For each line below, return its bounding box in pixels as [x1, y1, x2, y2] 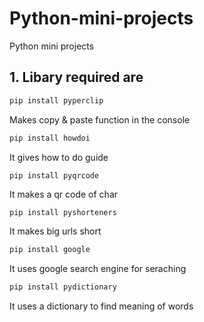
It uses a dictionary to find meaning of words [9, 300, 194, 312]
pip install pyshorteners [9, 207, 117, 217]
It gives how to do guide [9, 151, 109, 163]
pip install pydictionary [9, 282, 117, 292]
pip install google [9, 245, 91, 255]
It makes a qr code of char [9, 188, 119, 200]
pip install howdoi [9, 133, 91, 143]
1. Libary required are [9, 69, 144, 86]
